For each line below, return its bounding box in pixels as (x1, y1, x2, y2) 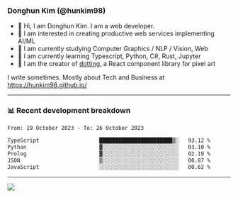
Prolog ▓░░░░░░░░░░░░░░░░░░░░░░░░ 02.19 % (7, 150, 211, 158)
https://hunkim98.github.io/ (7, 81, 87, 89)
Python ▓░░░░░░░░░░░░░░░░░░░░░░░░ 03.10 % (7, 144, 211, 151)
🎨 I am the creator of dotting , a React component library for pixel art (17, 60, 216, 68)
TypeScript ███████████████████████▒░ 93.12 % (7, 137, 211, 144)
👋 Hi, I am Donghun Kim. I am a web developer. (17, 22, 155, 31)
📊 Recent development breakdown (7, 106, 131, 116)
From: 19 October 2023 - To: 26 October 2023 (7, 124, 144, 131)
